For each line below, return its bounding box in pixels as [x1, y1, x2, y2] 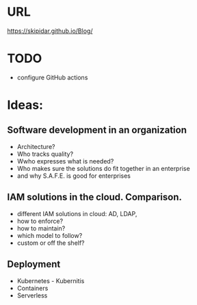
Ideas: [7, 97, 43, 113]
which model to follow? [16, 231, 83, 239]
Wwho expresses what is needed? [16, 157, 114, 165]
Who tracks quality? [16, 150, 74, 158]
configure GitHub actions [16, 73, 88, 81]
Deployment [7, 258, 61, 270]
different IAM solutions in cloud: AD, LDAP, [16, 209, 137, 217]
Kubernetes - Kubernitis [16, 276, 85, 284]
